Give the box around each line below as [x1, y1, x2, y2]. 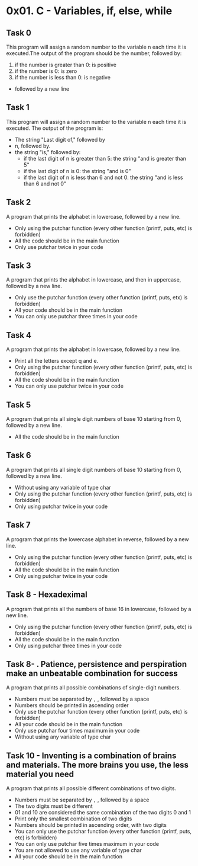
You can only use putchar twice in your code [14, 382, 124, 389]
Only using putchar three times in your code [14, 642, 122, 649]
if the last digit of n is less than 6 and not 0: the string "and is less [23, 174, 183, 181]
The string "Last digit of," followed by [14, 136, 105, 143]
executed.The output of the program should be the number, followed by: [6, 50, 182, 57]
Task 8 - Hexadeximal [6, 590, 87, 600]
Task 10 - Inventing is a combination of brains [6, 750, 177, 760]
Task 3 [6, 261, 31, 271]
